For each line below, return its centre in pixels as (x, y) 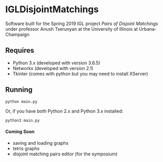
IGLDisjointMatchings (52, 9)
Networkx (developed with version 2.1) (53, 68)
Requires (20, 50)
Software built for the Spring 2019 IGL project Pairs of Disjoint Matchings (82, 24)
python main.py (21, 101)
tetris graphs (26, 148)
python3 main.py (22, 120)
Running (19, 90)
